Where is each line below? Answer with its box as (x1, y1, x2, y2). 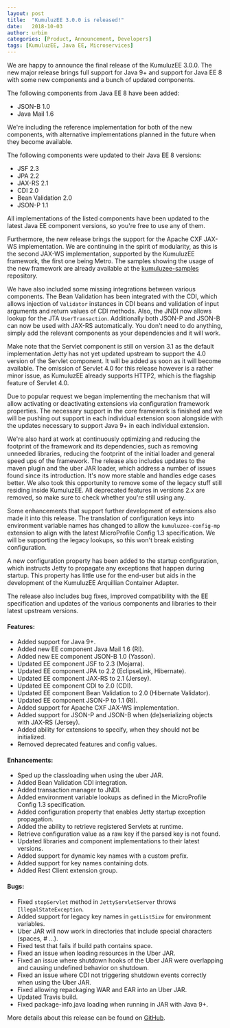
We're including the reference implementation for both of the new (7, 123, 192, 131)
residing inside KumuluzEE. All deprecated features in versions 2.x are (7, 486, 205, 494)
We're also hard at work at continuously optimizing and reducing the (7, 435, 200, 443)
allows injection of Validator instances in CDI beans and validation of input (7, 300, 220, 307)
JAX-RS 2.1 (16, 179, 49, 187)
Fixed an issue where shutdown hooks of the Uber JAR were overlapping (16, 956, 224, 965)
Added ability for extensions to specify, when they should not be (16, 726, 200, 734)
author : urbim (7, 29, 48, 37)
